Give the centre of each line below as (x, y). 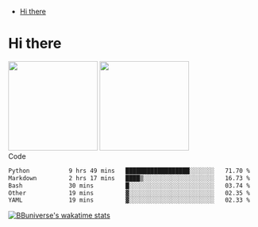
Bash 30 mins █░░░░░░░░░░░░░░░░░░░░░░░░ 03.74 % (129, 186)
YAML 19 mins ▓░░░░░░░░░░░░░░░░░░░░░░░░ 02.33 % (129, 200)
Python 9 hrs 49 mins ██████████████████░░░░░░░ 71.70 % (129, 171)
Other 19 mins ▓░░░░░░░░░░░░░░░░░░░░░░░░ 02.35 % (129, 193)
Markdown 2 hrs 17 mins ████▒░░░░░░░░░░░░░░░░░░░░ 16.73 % (129, 178)
